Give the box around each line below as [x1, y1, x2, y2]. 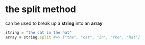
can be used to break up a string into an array [5, 20, 103, 26]
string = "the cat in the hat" [5, 30, 72, 35]
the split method [5, 4, 77, 15]
